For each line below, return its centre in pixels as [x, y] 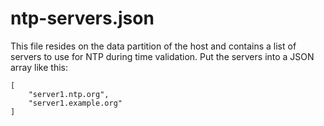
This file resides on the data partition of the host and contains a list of [153, 46]
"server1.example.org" [75, 103]
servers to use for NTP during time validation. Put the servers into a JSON [162, 56]
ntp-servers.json [82, 18]
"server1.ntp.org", [69, 94]
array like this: [39, 67]
